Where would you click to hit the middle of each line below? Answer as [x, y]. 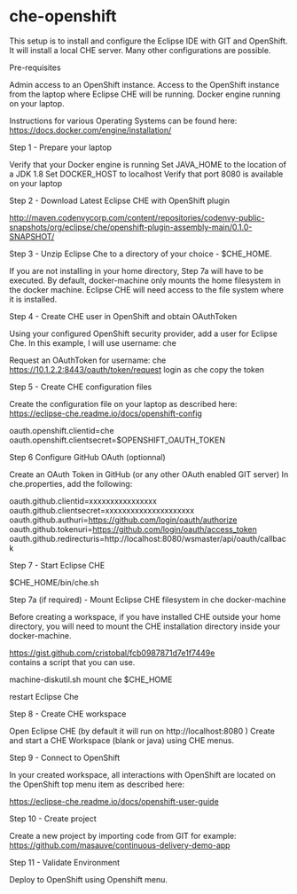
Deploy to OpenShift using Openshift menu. [89, 879]
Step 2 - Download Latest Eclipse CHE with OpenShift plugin [120, 200]
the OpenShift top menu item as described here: [97, 784]
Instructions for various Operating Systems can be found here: [123, 121]
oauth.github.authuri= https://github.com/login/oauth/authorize [123, 520]
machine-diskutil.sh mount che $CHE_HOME [91, 679]
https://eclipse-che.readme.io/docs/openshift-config [106, 413]
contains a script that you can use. [72, 662]
